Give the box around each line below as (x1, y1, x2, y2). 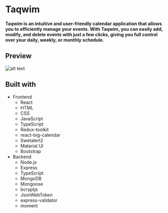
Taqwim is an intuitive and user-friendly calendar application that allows (5, 20, 162, 27)
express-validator (20, 197, 58, 203)
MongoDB (20, 175, 42, 181)
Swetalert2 (20, 137, 43, 143)
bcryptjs (20, 186, 38, 193)
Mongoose (20, 181, 43, 187)
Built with (5, 80, 36, 89)
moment (20, 202, 38, 208)
